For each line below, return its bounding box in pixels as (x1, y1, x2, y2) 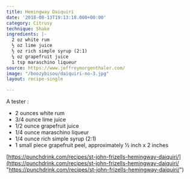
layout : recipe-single (6, 76, 63, 82)
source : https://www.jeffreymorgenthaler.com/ (6, 64, 125, 71)
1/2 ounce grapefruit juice (14, 122, 80, 130)
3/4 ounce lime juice (14, 116, 66, 124)
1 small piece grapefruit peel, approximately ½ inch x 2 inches (14, 142, 169, 149)
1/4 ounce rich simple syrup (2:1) (14, 135, 97, 142)
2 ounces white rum (14, 110, 65, 117)
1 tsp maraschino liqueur (11, 59, 77, 65)
